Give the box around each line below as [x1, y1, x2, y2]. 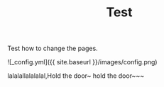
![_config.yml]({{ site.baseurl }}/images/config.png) [7, 58, 158, 66]
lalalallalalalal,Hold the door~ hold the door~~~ [7, 71, 144, 80]
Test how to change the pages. [7, 44, 98, 53]
